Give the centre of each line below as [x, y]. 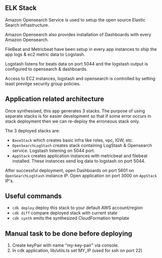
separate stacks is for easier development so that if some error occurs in [78, 116]
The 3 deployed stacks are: [32, 130]
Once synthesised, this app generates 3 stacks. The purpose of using [75, 111]
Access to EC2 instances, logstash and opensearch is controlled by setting [80, 78]
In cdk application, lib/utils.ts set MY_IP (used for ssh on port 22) [77, 251]
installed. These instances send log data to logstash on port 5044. [79, 161]
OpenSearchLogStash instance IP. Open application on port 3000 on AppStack [81, 175]
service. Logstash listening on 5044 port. [53, 150]
